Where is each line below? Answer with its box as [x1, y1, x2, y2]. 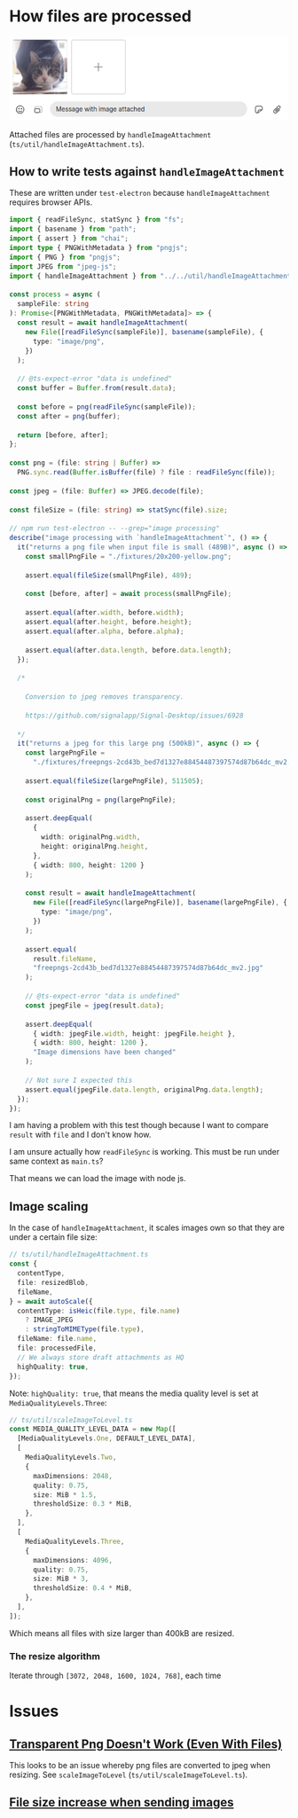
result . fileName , [32, 954, 98, 963]
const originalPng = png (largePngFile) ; [25, 795, 176, 804]
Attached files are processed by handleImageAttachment [9, 129, 211, 139]
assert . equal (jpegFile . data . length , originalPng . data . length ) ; [25, 1085, 264, 1094]
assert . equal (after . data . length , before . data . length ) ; [25, 646, 232, 654]
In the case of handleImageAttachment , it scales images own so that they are [9, 1222, 286, 1234]
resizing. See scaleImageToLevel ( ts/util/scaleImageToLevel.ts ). [9, 1769, 248, 1780]
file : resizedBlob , [17, 1278, 90, 1287]
